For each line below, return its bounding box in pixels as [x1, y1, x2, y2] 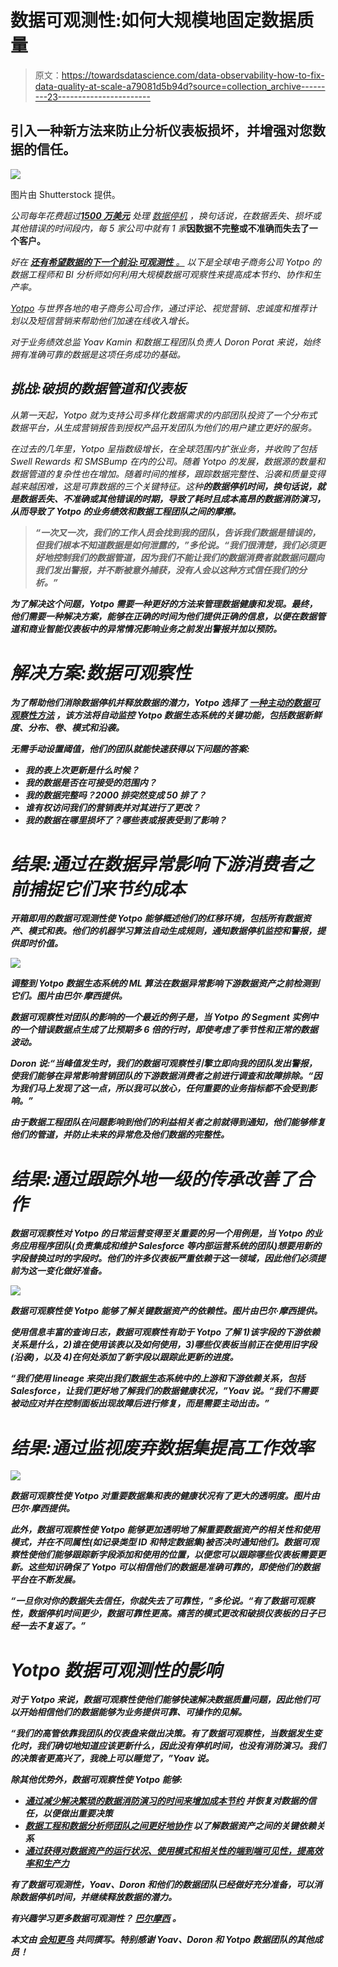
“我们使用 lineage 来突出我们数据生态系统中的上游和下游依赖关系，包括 [10, 1372, 306, 1385]
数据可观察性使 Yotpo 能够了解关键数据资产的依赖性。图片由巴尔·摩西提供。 [10, 1305, 323, 1317]
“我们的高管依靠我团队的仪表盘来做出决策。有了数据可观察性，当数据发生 [10, 1727, 314, 1740]
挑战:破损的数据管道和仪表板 [10, 381, 187, 398]
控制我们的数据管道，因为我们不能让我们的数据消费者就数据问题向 [52, 551, 325, 563]
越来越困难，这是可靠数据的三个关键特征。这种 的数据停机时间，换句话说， [10, 480, 317, 492]
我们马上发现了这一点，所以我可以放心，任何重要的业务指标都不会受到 [18, 1082, 308, 1095]
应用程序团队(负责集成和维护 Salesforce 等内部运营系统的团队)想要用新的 [18, 1240, 322, 1252]
